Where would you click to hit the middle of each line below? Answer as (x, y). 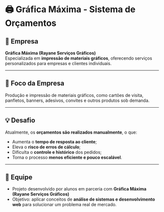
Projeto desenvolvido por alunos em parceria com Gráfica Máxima (79, 189)
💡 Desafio (20, 120)
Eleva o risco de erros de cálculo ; (46, 147)
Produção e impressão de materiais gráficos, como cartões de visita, (74, 95)
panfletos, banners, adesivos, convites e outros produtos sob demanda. (77, 100)
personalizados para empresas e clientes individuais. (58, 63)
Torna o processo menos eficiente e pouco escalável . (67, 157)
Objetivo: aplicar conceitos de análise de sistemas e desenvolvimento (83, 199)
